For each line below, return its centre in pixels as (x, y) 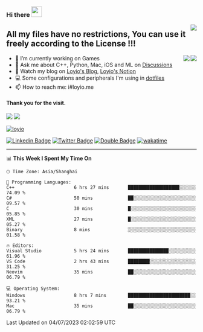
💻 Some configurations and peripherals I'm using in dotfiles (90, 78)
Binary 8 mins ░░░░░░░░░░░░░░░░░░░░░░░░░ (101, 229)
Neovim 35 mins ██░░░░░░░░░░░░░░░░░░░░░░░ (101, 272)
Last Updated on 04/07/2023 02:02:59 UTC (61, 322)
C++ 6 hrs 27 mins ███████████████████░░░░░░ (101, 187)
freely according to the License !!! (71, 44)
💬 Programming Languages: (39, 182)
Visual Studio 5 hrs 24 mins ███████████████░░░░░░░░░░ (101, 251)
